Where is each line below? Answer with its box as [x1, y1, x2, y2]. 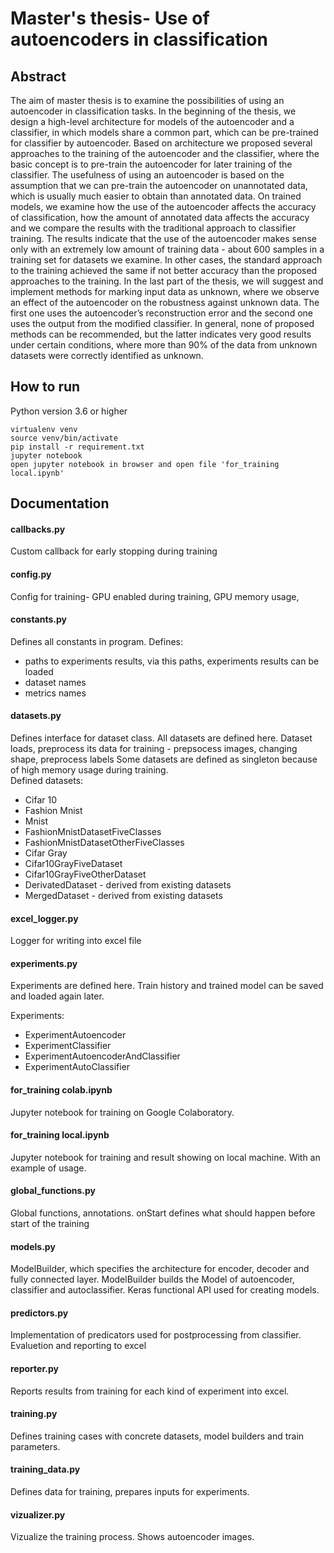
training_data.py [10, 1463, 81, 1476]
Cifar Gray [24, 847, 68, 859]
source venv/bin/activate [10, 433, 118, 443]
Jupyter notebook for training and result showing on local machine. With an [10, 1151, 321, 1163]
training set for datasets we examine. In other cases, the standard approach [10, 254, 323, 266]
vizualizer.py [10, 1508, 66, 1521]
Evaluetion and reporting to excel [10, 1340, 147, 1352]
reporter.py [10, 1363, 59, 1375]
